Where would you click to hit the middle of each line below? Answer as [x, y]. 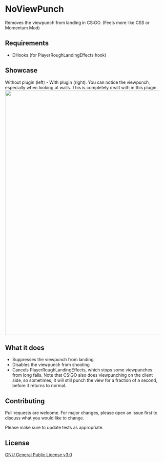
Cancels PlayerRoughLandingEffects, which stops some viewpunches [82, 370]
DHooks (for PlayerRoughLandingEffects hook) [59, 55]
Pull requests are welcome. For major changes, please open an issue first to [81, 413]
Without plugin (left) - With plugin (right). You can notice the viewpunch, [78, 82]
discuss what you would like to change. [45, 418]
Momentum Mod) [22, 27]
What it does [25, 348]
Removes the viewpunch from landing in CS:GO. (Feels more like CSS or [77, 23]
